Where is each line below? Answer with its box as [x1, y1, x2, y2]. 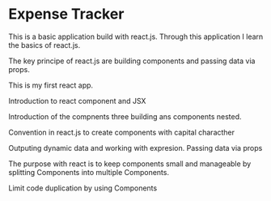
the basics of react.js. [8, 40, 81, 49]
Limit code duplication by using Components [8, 183, 158, 193]
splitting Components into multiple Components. [8, 167, 170, 177]
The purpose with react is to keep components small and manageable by [8, 159, 252, 169]
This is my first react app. [8, 80, 94, 90]
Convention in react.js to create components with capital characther [8, 127, 235, 137]
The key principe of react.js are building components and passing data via [8, 56, 256, 66]
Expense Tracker [8, 5, 125, 24]
